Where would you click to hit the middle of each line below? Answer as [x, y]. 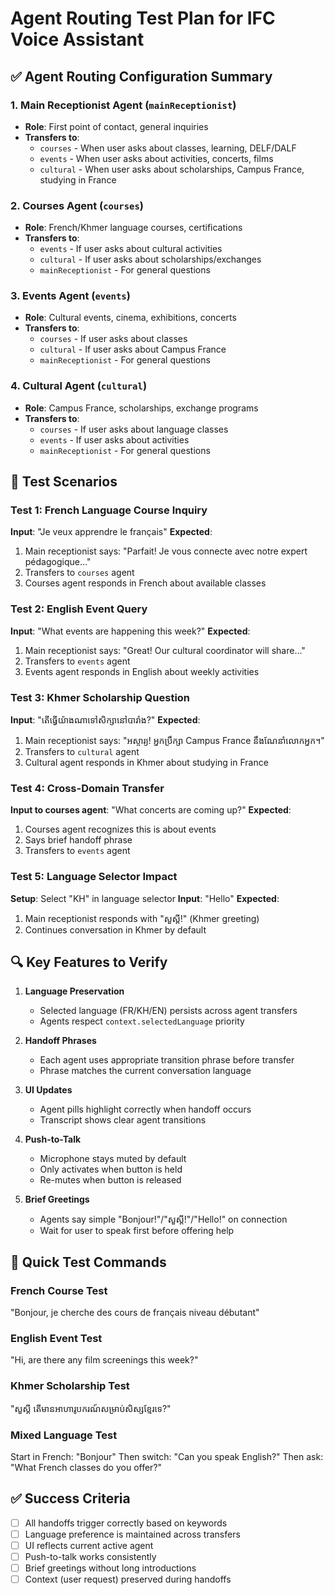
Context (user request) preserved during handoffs [128, 1579]
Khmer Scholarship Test [70, 1386]
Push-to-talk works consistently [90, 1557]
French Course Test [59, 1290]
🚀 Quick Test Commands [88, 1262]
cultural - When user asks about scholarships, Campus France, [172, 169]
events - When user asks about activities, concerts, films [156, 158]
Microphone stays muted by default [113, 1159]
